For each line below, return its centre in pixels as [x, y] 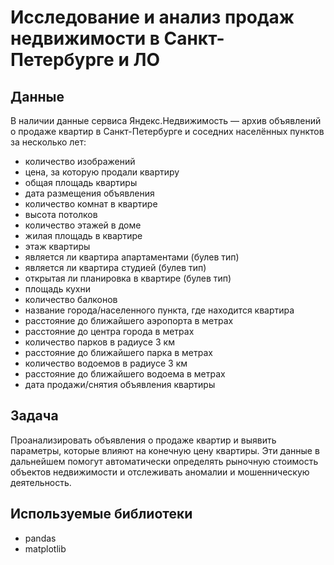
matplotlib [45, 548]
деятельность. [41, 482]
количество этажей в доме [83, 225]
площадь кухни [58, 289]
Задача [34, 416]
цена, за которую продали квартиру [102, 172]
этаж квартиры [57, 246]
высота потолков [61, 214]
